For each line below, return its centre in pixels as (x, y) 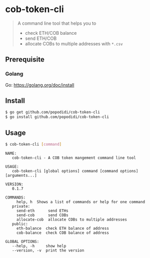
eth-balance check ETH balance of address (63, 228)
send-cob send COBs (43, 215)
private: (21, 206)
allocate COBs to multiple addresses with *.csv (74, 43)
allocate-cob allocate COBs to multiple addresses (72, 219)
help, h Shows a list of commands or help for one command (81, 202)
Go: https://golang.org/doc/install (40, 85)
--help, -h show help (39, 246)
